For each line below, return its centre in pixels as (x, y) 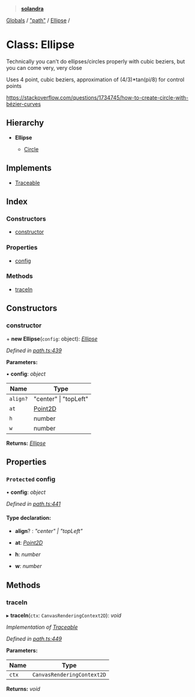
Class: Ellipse (40, 45)
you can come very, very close (44, 68)
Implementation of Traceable (42, 627)
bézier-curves (23, 104)
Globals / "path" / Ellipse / (38, 20)
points (14, 86)
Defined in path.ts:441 (34, 504)
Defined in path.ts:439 (34, 350)
